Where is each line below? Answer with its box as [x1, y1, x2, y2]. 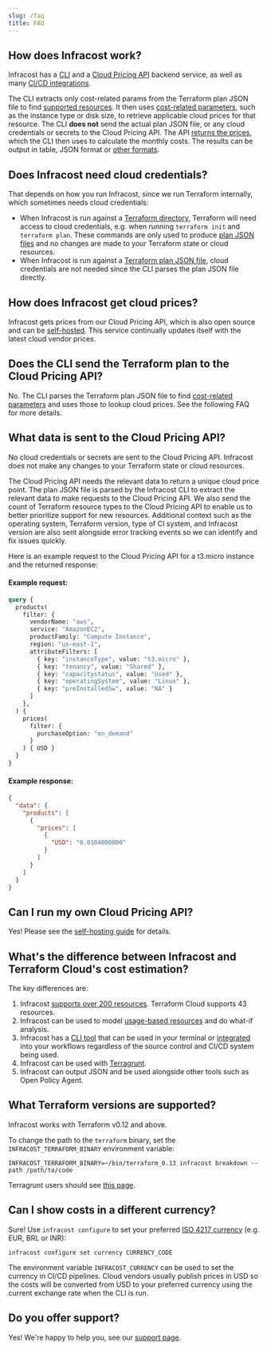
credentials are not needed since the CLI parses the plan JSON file [19, 265, 239, 274]
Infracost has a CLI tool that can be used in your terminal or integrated [19, 1033, 251, 1043]
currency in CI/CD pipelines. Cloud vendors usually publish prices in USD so [8, 1271, 259, 1280]
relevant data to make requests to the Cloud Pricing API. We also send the [8, 493, 251, 503]
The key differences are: [8, 984, 89, 994]
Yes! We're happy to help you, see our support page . [8, 1332, 182, 1342]
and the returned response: [8, 560, 98, 569]
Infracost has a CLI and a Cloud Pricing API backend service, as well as [8, 70, 243, 80]
